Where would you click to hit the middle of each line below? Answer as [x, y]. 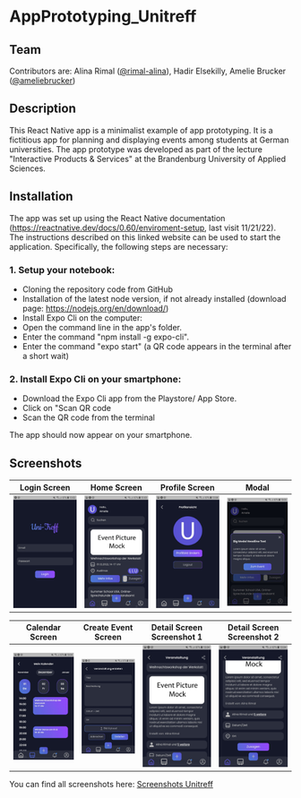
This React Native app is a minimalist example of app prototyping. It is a [141, 130]
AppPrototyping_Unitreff [103, 17]
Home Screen [116, 487]
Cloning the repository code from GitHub [97, 289]
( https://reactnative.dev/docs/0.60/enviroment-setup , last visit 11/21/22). [142, 227]
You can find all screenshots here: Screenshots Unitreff [111, 784]
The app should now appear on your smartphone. [101, 435]
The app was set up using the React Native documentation [117, 218]
